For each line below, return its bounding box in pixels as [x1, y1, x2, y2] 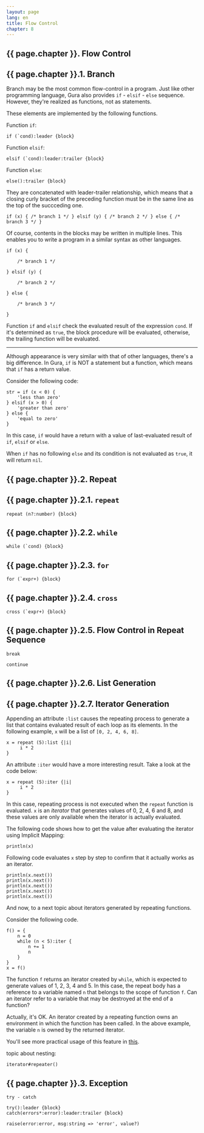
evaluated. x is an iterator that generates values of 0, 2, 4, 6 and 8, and [6, 807, 183, 814]
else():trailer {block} [6, 178, 67, 184]
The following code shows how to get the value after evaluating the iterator [6, 825, 194, 833]
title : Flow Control [6, 20, 59, 26]
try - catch [6, 1094, 36, 1100]
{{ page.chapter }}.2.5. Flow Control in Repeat [6, 625, 185, 636]
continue [6, 661, 29, 668]
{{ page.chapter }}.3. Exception [6, 1078, 129, 1089]
